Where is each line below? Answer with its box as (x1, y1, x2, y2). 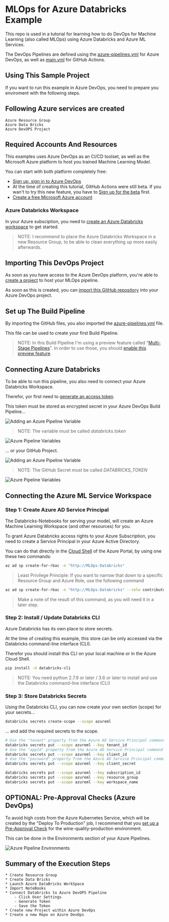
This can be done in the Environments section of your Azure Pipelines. (5, 835, 151, 841)
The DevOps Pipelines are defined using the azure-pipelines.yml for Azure (5, 51, 159, 57)
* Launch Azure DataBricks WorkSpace (5, 881, 84, 887)
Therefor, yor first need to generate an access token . (5, 394, 115, 400)
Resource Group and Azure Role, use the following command (17, 577, 144, 584)
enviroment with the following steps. (5, 89, 80, 96)
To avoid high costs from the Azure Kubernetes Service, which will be (5, 814, 149, 820)
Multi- (148, 340, 161, 346)
